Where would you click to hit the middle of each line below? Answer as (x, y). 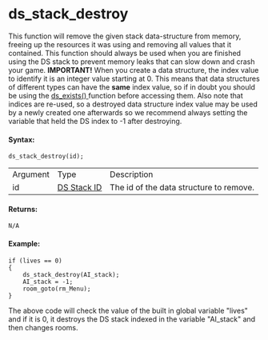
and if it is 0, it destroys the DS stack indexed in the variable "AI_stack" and (132, 319)
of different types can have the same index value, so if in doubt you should (132, 87)
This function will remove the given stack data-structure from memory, (125, 36)
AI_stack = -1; (48, 282)
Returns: (23, 209)
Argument (31, 174)
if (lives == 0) (35, 261)
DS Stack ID (80, 187)
